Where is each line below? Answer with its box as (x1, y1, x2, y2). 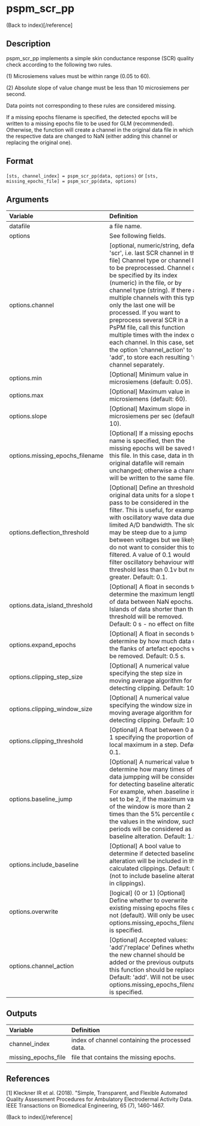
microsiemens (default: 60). (109, 395, 187, 404)
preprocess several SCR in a (109, 316, 189, 324)
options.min (9, 374, 42, 383)
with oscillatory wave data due (109, 513, 195, 522)
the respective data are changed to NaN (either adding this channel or (6, 132, 178, 139)
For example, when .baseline (109, 787, 189, 796)
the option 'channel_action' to (109, 346, 192, 354)
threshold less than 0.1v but (109, 566, 188, 574)
